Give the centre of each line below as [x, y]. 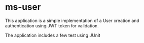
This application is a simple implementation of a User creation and [72, 21]
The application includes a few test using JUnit [53, 35]
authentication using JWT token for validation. [52, 25]
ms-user [23, 7]
